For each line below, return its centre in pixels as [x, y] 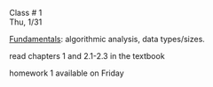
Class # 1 [26, 13]
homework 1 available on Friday [67, 73]
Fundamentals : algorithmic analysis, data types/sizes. [107, 39]
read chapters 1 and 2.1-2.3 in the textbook [87, 56]
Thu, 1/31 [26, 22]
